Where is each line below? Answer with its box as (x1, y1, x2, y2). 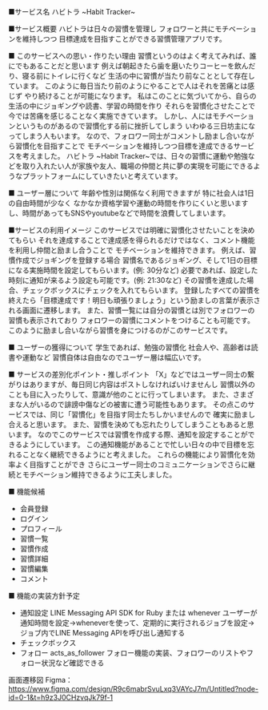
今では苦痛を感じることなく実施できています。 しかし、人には (8, 111, 214, 120)
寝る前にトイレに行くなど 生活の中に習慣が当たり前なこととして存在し (22, 71, 255, 80)
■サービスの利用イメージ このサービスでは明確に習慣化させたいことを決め (8, 225, 255, 235)
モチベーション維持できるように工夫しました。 (22, 470, 177, 479)
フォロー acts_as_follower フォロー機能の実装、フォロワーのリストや (19, 648, 247, 657)
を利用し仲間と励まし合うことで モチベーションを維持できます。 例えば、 (8, 245, 250, 255)
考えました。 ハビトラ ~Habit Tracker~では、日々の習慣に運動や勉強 (22, 151, 248, 160)
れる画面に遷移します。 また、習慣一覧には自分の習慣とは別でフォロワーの (8, 305, 255, 315)
